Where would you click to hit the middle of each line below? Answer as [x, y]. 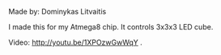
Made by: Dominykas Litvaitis [57, 12]
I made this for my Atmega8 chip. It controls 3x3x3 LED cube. [111, 27]
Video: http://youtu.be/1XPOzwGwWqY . [76, 42]
